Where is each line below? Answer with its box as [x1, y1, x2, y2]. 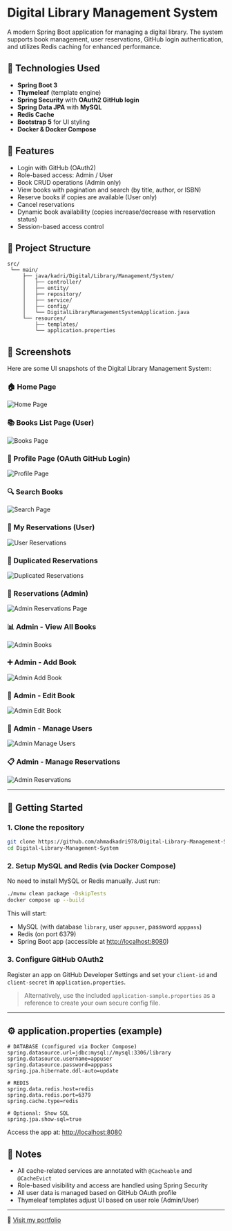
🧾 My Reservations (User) [7, 522, 95, 532]
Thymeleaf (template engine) [17, 88, 101, 96]
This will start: [7, 909, 47, 918]
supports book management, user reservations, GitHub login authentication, [7, 35, 224, 43]
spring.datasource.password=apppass [7, 1061, 113, 1068]
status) [17, 215, 38, 223]
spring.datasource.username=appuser [7, 1055, 113, 1063]
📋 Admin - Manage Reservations [7, 757, 121, 767]
